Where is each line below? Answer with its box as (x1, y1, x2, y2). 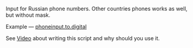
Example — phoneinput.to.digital (5, 23, 87, 30)
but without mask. (5, 11, 51, 19)
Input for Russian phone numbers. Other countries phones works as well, (5, 5, 188, 12)
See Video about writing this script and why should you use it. (5, 35, 160, 41)
